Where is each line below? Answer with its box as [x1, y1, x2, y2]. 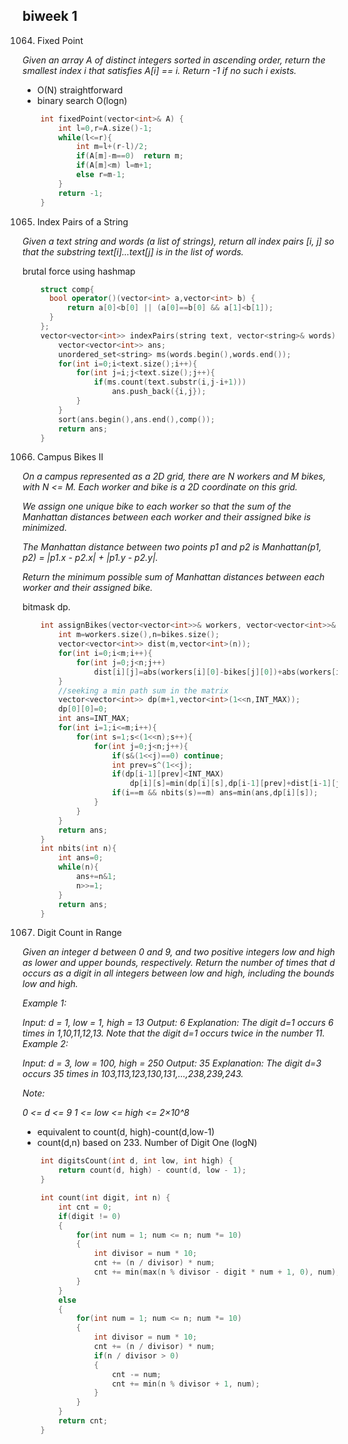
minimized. [22, 522, 68, 534]
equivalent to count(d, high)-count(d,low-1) [36, 1126, 215, 1138]
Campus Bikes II [36, 451, 104, 463]
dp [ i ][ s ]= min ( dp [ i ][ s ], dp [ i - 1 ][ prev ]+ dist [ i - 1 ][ [129, 779, 337, 789]
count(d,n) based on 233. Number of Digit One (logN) [36, 1137, 258, 1149]
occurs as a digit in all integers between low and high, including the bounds [22, 967, 335, 979]
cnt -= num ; [111, 1369, 162, 1379]
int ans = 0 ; [58, 853, 104, 863]
